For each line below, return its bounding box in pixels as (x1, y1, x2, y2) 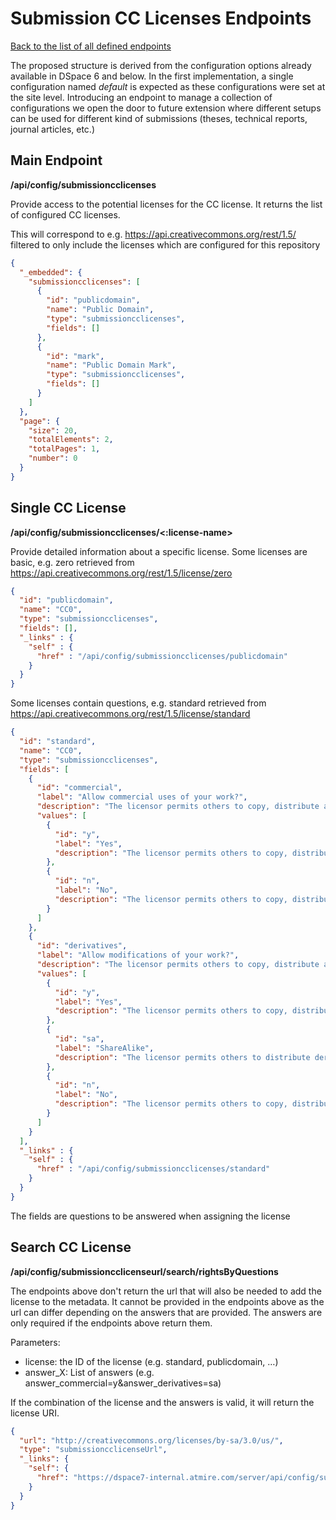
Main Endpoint (10, 152, 103, 169)
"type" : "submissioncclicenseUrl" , (19, 1445, 168, 1455)
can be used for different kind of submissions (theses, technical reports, (10, 112, 308, 124)
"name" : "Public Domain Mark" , (46, 360, 177, 371)
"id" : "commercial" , (36, 783, 123, 793)
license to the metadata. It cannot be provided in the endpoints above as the (10, 1295, 325, 1307)
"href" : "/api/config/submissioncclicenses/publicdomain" (36, 651, 288, 661)
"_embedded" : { (19, 267, 83, 277)
